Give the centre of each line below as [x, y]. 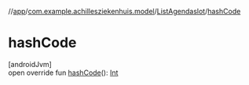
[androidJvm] [30, 64]
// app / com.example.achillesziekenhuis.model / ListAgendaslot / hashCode [124, 11]
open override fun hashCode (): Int [63, 73]
